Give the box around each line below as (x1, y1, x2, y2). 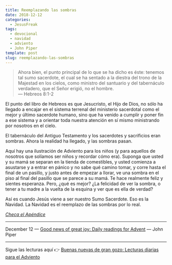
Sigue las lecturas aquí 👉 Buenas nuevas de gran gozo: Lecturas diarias (5, 247, 159, 253)
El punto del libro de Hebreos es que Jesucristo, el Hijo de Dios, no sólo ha (5, 101, 163, 107)
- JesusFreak (10, 22, 38, 27)
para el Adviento (5, 254, 40, 260)
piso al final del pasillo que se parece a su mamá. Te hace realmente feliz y (5, 175, 163, 181)
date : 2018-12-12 (5, 12, 42, 17)
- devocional (10, 31, 38, 36)
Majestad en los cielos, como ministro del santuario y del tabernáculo (17, 80, 165, 86)
